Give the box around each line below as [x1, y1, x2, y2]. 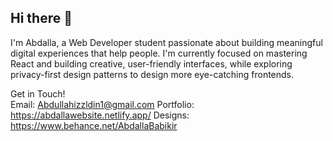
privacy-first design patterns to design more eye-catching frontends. [10, 68, 295, 80]
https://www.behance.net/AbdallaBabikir [10, 119, 178, 131]
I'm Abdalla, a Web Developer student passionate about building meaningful [10, 36, 323, 48]
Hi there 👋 [10, 10, 73, 27]
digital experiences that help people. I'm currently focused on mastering [10, 47, 308, 59]
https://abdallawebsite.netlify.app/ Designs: [10, 109, 190, 121]
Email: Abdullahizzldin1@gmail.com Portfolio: [10, 98, 195, 110]
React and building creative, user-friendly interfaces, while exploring [10, 57, 293, 70]
